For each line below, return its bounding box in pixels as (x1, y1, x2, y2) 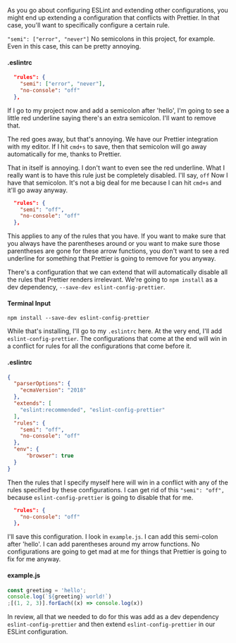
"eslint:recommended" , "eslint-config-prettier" (20, 406, 166, 413)
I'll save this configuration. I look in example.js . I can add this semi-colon (7, 532, 218, 541)
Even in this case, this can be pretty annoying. (7, 42, 142, 50)
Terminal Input (7, 299, 51, 307)
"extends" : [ (13, 400, 52, 407)
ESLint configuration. (7, 628, 68, 636)
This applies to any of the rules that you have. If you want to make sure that (7, 232, 226, 240)
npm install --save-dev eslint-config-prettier (7, 315, 150, 322)
